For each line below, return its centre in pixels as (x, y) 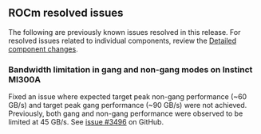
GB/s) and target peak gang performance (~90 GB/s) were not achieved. (128, 105)
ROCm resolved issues (66, 13)
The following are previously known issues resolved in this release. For (125, 32)
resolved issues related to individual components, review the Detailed (123, 40)
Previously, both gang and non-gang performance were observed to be (126, 113)
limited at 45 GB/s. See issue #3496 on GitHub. (86, 122)
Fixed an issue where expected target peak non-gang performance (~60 (128, 97)
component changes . (43, 49)
